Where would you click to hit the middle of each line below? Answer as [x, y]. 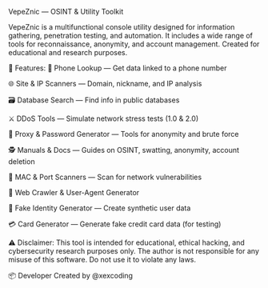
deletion [22, 162]
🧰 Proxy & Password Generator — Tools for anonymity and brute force [124, 134]
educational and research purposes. [68, 52]
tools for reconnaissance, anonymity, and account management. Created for [134, 44]
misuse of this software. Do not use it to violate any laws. [102, 260]
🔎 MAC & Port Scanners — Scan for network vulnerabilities [105, 177]
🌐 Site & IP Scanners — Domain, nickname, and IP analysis [105, 84]
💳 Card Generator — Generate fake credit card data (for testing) [115, 224]
